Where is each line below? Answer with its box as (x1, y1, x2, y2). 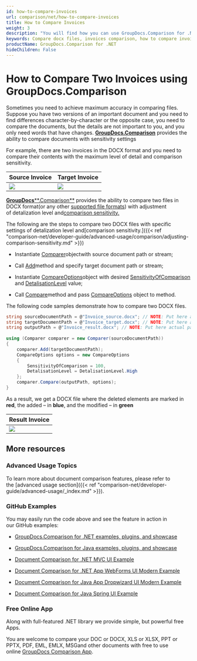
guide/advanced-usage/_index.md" (6, 487, 92, 494)
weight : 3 (6, 25, 30, 31)
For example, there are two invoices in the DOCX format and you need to (6, 146, 182, 153)
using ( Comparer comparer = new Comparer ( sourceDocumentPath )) (6, 335, 164, 341)
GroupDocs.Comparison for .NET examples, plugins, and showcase (14, 533, 178, 540)
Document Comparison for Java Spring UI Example (14, 590, 138, 597)
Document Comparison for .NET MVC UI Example (14, 556, 134, 563)
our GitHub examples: (6, 521, 59, 529)
